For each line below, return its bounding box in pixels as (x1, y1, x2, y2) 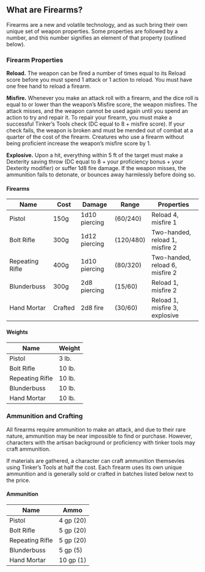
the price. (6, 476, 31, 484)
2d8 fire (81, 304, 104, 312)
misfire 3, (151, 304, 179, 312)
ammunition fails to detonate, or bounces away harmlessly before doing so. (6, 171, 196, 179)
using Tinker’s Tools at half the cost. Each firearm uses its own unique (6, 463, 182, 471)
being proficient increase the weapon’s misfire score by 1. (6, 140, 151, 147)
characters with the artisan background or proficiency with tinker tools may (6, 438, 195, 446)
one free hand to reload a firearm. (6, 82, 92, 90)
